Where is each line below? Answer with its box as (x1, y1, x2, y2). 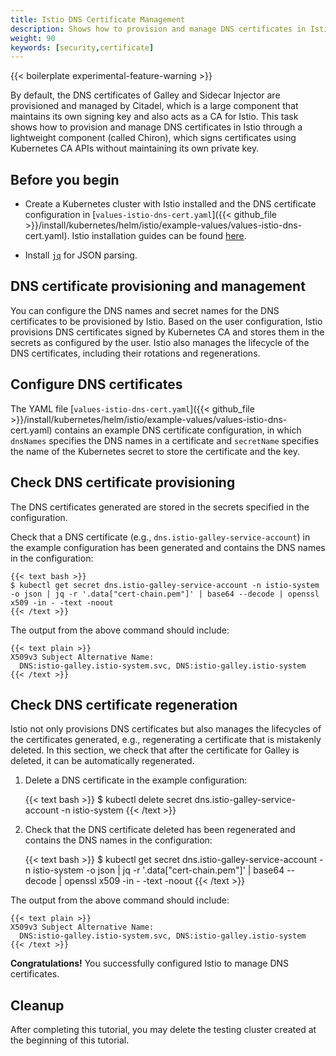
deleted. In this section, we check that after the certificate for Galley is (10, 744, 300, 756)
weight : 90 (10, 33, 56, 43)
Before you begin (10, 171, 120, 188)
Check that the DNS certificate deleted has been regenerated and (24, 824, 296, 836)
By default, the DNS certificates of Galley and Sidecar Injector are (10, 89, 281, 101)
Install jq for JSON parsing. (24, 249, 138, 261)
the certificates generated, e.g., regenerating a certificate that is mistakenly (10, 734, 322, 746)
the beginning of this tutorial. (10, 1034, 130, 1046)
